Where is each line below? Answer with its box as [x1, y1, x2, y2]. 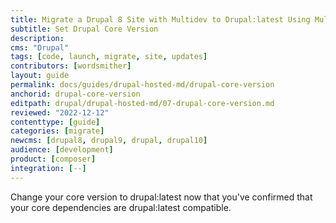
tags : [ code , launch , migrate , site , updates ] [10, 52, 208, 62]
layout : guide [10, 71, 70, 81]
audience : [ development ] [10, 145, 114, 155]
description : [10, 33, 65, 43]
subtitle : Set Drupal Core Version [10, 24, 159, 34]
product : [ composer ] [10, 154, 97, 164]
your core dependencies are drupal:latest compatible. [10, 201, 232, 213]
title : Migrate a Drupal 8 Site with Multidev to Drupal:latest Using [10, 14, 311, 25]
